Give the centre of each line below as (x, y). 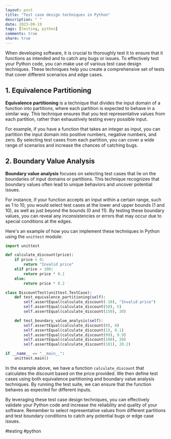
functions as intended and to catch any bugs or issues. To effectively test (82, 58)
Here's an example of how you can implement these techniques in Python (83, 231)
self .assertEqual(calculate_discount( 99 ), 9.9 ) (75, 335)
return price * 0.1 (44, 274)
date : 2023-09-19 (24, 24)
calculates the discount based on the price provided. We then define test (82, 373)
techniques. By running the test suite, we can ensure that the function (78, 384)
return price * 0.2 (44, 283)
